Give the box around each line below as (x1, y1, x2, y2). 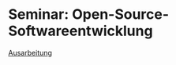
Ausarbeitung (8, 48, 53, 57)
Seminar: (8, 5, 69, 23)
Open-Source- (72, 5, 170, 23)
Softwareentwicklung (8, 22, 153, 40)
